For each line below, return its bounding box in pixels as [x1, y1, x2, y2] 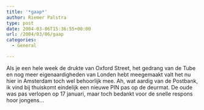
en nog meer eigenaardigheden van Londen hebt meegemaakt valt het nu [6, 71, 191, 78]
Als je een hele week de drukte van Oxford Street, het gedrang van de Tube [6, 64, 196, 71]
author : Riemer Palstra [6, 15, 67, 21]
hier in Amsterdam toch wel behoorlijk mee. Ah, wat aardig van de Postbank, [6, 77, 198, 85]
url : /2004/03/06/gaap [6, 31, 64, 37]
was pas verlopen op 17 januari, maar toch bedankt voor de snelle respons [6, 90, 193, 97]
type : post [6, 20, 34, 26]
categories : [6, 37, 37, 43]
